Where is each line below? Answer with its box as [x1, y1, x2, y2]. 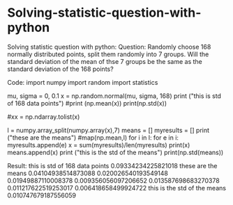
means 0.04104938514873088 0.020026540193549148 [7, 169, 169, 177]
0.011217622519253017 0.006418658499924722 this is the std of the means [7, 183, 227, 192]
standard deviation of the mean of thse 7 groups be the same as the [7, 57, 202, 65]
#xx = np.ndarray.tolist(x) [7, 113, 80, 121]
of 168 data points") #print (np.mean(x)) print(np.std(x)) [7, 99, 167, 107]
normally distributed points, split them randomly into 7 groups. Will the [7, 50, 209, 58]
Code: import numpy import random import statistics [7, 78, 158, 86]
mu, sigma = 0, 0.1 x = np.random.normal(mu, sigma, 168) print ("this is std [7, 92, 222, 100]
